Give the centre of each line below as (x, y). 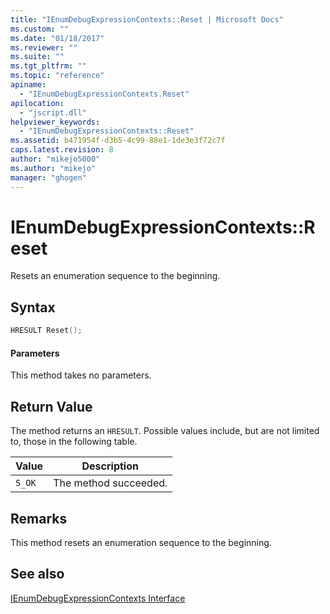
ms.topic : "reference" (57, 76)
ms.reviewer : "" (44, 47)
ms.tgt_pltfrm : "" (48, 66)
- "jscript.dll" (53, 112)
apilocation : (37, 103)
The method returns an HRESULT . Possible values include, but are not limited (165, 431)
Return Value (51, 406)
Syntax (33, 307)
